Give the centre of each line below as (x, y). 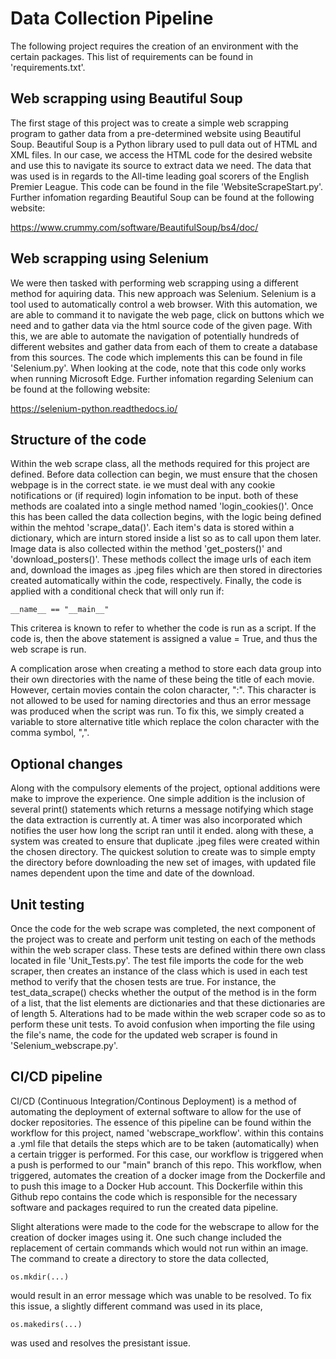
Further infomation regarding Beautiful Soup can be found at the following (162, 197)
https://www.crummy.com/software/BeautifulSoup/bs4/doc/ (134, 227)
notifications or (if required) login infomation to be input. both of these (154, 496)
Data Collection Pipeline (112, 18)
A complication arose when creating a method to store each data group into (166, 669)
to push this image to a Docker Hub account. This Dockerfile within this (156, 1186)
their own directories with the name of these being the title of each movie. (162, 679)
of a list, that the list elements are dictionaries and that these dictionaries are (168, 1003)
